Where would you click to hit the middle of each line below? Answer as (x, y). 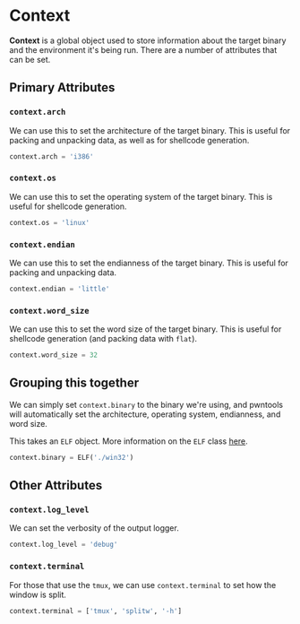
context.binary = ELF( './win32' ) (72, 457)
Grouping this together (74, 383)
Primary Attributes (62, 87)
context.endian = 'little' (60, 289)
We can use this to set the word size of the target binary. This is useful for (146, 329)
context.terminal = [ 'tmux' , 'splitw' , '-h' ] (95, 611)
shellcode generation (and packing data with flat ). (103, 339)
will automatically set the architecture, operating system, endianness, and (145, 414)
